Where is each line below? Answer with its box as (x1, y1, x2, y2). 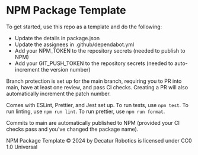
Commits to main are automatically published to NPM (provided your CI (6, 119, 180, 126)
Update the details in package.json (14, 34, 100, 41)
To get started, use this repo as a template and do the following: (6, 23, 162, 30)
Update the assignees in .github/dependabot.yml (14, 41, 135, 48)
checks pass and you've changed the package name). (6, 125, 139, 133)
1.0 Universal (6, 143, 37, 150)
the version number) (40, 66, 91, 73)
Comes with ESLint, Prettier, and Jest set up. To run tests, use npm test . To (6, 101, 189, 108)
